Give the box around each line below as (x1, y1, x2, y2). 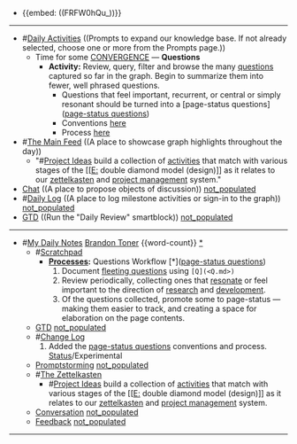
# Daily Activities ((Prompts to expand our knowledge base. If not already (21, 33, 287, 43)
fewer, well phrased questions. (48, 80, 161, 90)
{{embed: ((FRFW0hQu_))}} (21, 8, 122, 18)
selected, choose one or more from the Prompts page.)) (21, 43, 226, 52)
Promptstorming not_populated (34, 360, 148, 370)
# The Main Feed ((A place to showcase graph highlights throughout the (21, 136, 283, 147)
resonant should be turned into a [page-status (61, 99, 230, 109)
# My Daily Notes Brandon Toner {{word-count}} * (21, 238, 203, 247)
